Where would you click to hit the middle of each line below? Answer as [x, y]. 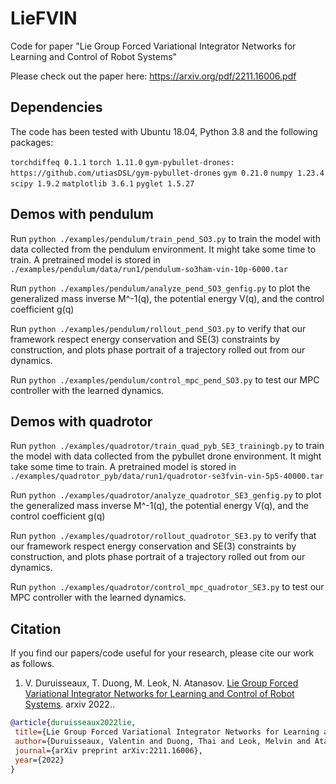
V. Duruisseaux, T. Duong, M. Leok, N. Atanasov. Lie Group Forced [161, 683]
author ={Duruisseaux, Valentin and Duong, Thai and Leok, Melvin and [162, 741]
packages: [32, 142]
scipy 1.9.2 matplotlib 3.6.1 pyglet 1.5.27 [102, 183]
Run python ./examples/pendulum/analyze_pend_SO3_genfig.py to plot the [160, 288]
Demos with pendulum [82, 214]
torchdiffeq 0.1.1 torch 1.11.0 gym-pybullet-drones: [122, 162]
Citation [36, 628]
